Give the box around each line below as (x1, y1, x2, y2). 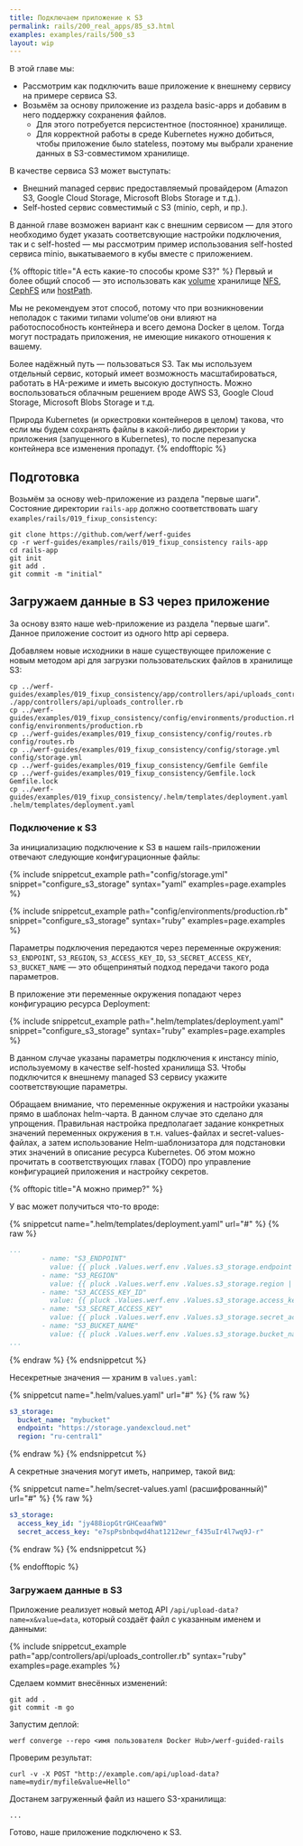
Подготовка (9, 469, 79, 484)
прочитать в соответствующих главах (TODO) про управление (9, 1157, 251, 1167)
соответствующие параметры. (9, 1082, 128, 1092)
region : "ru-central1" (17, 1432, 103, 1441)
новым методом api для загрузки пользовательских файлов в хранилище (9, 654, 293, 665)
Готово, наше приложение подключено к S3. (9, 1827, 182, 1838)
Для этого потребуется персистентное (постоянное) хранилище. (35, 119, 288, 130)
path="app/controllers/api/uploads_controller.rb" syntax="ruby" (9, 1651, 247, 1662)
